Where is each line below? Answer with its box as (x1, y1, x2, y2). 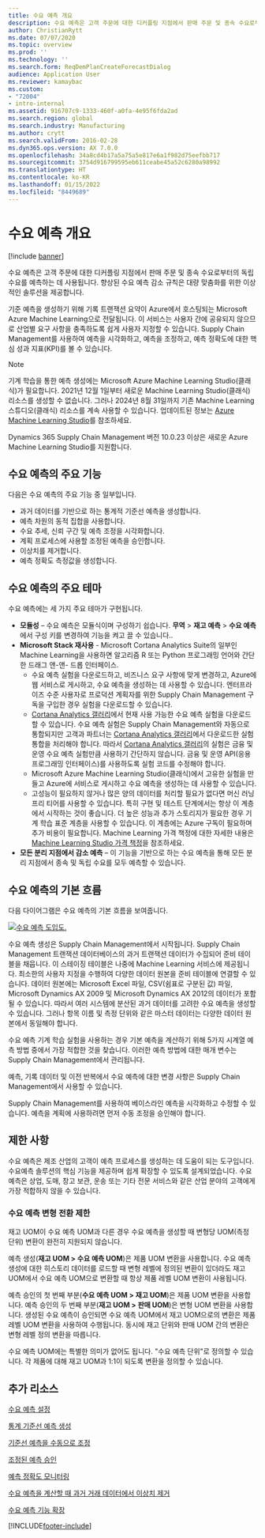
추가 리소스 (8, 1381, 59, 1396)
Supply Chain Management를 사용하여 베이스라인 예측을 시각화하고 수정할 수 (8, 1098, 248, 1108)
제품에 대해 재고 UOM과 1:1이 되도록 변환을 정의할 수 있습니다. (32, 1357, 223, 1366)
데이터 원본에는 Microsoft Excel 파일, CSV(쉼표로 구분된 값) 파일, (31, 979, 233, 988)
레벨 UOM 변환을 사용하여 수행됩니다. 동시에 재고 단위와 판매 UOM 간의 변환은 (8, 1320, 250, 1329)
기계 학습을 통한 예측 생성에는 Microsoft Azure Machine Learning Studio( (8, 376, 239, 385)
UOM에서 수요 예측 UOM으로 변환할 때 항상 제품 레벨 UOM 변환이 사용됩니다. (8, 1274, 247, 1283)
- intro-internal (8, 100, 65, 108)
